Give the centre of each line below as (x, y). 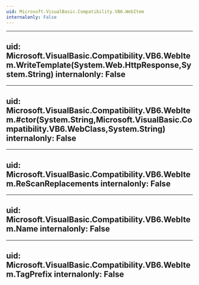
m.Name (22, 229)
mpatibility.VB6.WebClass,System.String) (86, 129)
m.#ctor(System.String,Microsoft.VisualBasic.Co (99, 120)
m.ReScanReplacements (52, 184)
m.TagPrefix (29, 275)
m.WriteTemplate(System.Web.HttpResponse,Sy (99, 65)
